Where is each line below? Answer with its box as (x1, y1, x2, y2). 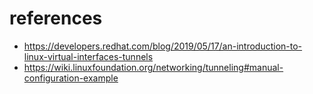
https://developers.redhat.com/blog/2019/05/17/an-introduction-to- (23, 40, 303, 52)
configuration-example (23, 72, 119, 84)
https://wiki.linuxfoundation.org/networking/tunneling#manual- (23, 61, 284, 73)
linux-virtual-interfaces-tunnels (23, 50, 154, 62)
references (9, 7, 103, 30)
